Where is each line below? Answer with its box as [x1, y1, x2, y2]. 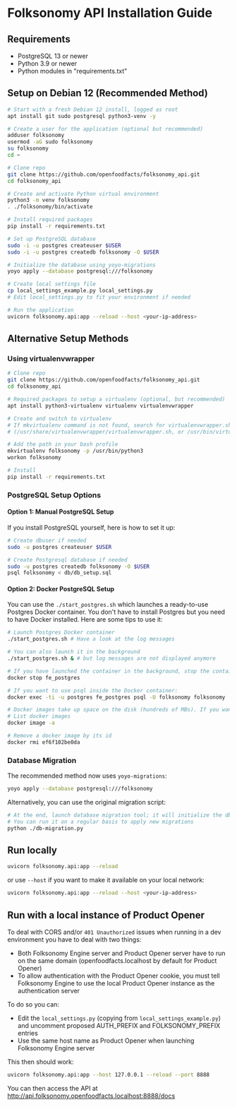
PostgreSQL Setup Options [7, 490, 101, 499]
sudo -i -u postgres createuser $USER [7, 242, 121, 249]
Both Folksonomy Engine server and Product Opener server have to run [17, 949, 226, 957]
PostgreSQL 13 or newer [17, 52, 88, 60]
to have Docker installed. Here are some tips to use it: [7, 615, 163, 624]
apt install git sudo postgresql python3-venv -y [7, 112, 157, 119]
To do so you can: [7, 1000, 60, 1008]
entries [17, 1029, 39, 1037]
